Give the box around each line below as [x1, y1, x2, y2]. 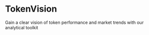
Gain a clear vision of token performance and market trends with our [5, 19, 144, 25]
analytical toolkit [5, 24, 38, 30]
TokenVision [5, 3, 58, 15]
